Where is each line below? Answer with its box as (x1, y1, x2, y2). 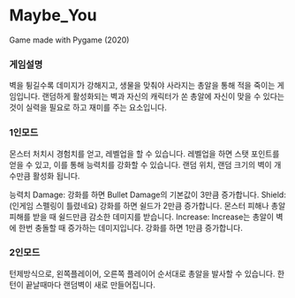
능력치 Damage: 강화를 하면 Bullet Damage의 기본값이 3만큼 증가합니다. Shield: (9, 189, 287, 200)
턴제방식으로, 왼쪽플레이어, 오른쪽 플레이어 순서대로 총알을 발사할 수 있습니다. (9, 268, 276, 279)
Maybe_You (9, 5, 97, 26)
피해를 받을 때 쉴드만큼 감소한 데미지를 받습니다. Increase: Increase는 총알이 (9, 211, 275, 222)
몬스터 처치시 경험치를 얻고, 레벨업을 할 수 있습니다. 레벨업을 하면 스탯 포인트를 (9, 148, 280, 159)
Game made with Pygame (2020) (9, 34, 130, 45)
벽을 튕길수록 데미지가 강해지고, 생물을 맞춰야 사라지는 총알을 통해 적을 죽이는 (9, 80, 276, 91)
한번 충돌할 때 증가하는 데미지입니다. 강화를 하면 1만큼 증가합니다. (18, 222, 243, 233)
